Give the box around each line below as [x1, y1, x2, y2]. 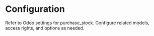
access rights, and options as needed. [5, 25, 85, 31]
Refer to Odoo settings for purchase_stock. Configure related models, [5, 20, 149, 26]
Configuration [5, 3, 65, 15]
